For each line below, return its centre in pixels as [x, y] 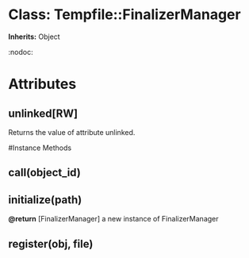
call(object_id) [44, 173]
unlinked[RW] [43, 113]
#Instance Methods [40, 148]
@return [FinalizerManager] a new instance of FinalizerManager [114, 219]
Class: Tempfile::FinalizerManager [125, 15]
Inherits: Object [34, 37]
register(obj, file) [51, 244]
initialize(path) [45, 200]
